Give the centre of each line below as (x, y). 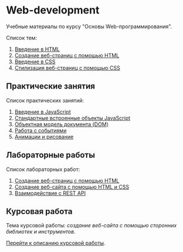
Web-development (53, 10)
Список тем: (21, 38)
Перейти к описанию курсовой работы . (56, 243)
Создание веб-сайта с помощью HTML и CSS (72, 187)
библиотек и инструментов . (41, 231)
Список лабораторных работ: (43, 169)
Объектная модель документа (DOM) (62, 124)
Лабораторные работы (51, 155)
